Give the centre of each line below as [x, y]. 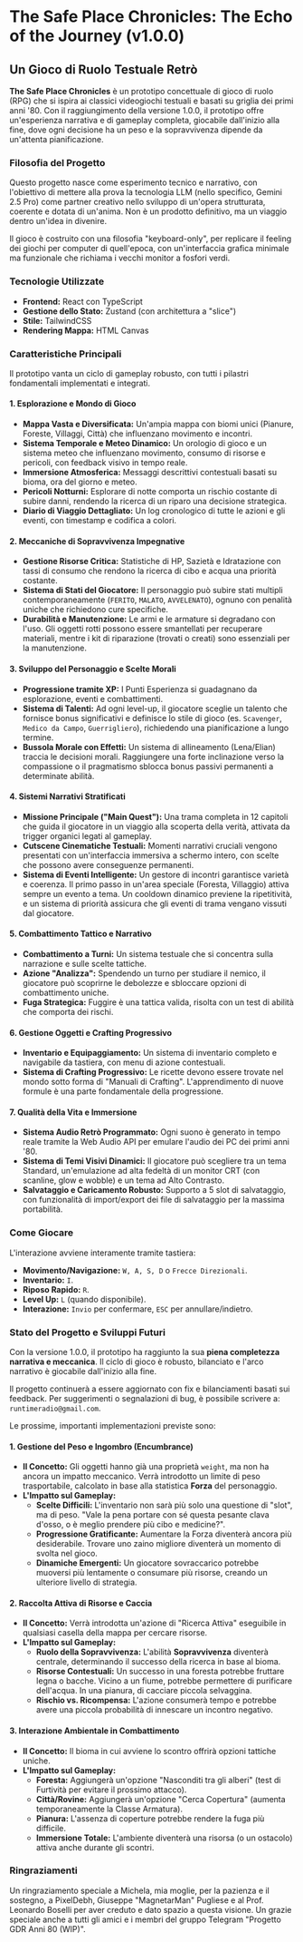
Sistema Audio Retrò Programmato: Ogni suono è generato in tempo [151, 1132]
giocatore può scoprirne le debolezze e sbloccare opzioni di [134, 982]
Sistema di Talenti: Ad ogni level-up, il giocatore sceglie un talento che [155, 708]
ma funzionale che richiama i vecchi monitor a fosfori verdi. [120, 258]
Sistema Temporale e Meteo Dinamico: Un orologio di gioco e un [144, 444]
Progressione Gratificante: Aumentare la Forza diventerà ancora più [164, 1534]
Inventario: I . [48, 1280]
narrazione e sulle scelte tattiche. [85, 963]
